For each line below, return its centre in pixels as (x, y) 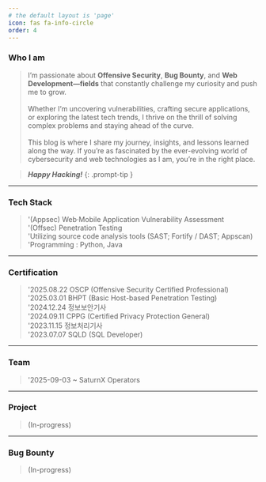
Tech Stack (30, 202)
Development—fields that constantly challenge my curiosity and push (142, 83)
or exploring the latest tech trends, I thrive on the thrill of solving (132, 117)
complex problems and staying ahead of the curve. (110, 125)
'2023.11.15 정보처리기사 (65, 326)
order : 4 (23, 30)
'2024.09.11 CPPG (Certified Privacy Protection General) (119, 316)
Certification (33, 272)
